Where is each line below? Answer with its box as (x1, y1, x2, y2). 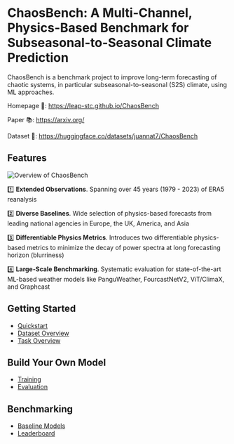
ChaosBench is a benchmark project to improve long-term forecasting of (7, 72, 217, 81)
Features (7, 152, 47, 164)
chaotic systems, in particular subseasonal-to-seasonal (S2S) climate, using (7, 80, 228, 89)
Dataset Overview (17, 329, 69, 337)
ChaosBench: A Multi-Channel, (7, 5, 193, 21)
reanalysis (7, 195, 37, 203)
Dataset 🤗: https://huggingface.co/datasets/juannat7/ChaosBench (7, 131, 198, 140)
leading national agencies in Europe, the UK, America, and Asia (7, 219, 190, 228)
